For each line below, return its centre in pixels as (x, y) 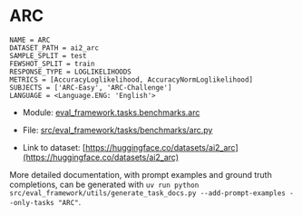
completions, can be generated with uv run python (104, 184)
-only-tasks (32, 202)
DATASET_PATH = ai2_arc (54, 48)
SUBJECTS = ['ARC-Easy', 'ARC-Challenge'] (91, 87)
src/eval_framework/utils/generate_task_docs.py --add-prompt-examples (147, 193)
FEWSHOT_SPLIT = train (52, 64)
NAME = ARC (30, 40)
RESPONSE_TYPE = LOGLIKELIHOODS (70, 72)
